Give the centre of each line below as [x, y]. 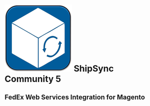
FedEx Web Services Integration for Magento [75, 97]
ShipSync [94, 69]
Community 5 [33, 79]
